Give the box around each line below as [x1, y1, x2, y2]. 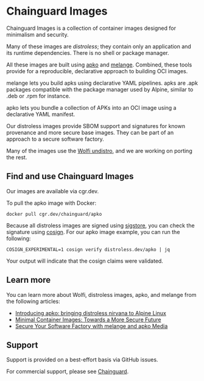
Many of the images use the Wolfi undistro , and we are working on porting [6, 147, 193, 154]
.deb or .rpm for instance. [6, 92, 71, 99]
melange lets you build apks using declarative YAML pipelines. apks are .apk [6, 79, 198, 87]
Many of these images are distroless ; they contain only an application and [6, 43, 192, 50]
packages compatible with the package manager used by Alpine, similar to [6, 85, 194, 93]
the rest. [6, 154, 27, 161]
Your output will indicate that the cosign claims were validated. [6, 257, 163, 265]
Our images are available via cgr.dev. [6, 187, 99, 194]
